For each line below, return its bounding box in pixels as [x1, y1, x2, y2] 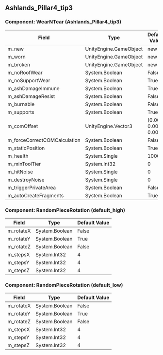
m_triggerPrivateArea [7, 184, 56, 191]
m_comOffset [7, 123, 38, 130]
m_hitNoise [7, 168, 33, 175]
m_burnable [7, 101, 35, 108]
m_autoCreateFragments [7, 192, 64, 199]
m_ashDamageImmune [7, 85, 60, 92]
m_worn [7, 53, 26, 60]
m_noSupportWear [7, 77, 50, 84]
